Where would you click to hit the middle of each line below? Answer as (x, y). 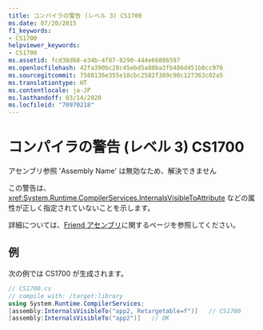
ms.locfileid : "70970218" (51, 105)
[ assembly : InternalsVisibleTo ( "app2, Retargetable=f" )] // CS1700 (125, 311)
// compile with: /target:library (66, 296)
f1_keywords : (30, 30)
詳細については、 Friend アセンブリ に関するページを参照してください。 (124, 225)
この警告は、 (29, 188)
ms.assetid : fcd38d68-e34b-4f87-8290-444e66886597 (94, 61)
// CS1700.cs (30, 288)
